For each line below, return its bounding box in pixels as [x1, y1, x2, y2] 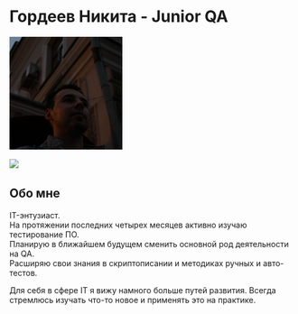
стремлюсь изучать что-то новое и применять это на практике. [9, 294, 256, 305]
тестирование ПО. [9, 228, 79, 240]
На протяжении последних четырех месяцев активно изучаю [9, 219, 247, 230]
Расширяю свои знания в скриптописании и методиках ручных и [9, 257, 262, 268]
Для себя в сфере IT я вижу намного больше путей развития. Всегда [9, 284, 277, 295]
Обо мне [9, 186, 61, 201]
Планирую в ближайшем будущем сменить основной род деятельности [9, 238, 289, 249]
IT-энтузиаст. [9, 209, 61, 220]
